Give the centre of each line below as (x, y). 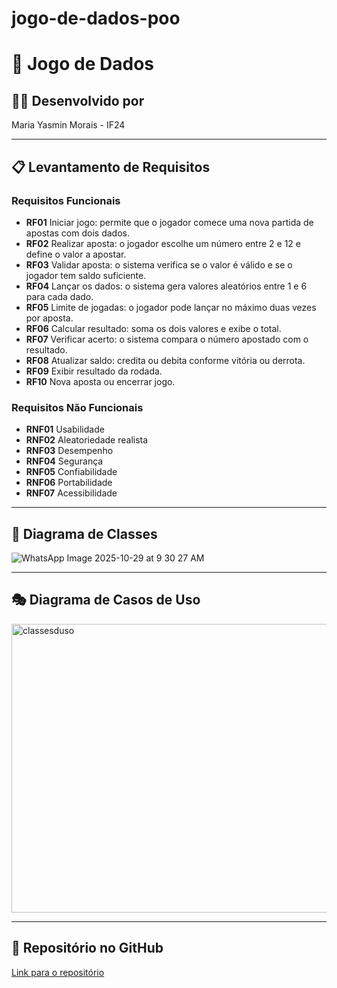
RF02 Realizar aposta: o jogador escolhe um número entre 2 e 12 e (163, 243)
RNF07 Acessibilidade (71, 493)
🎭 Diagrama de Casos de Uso (106, 600)
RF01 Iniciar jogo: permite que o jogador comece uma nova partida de (169, 222)
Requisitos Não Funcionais (77, 407)
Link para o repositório (58, 972)
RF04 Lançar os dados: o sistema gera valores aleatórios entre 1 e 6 (166, 286)
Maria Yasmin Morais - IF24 (68, 125)
